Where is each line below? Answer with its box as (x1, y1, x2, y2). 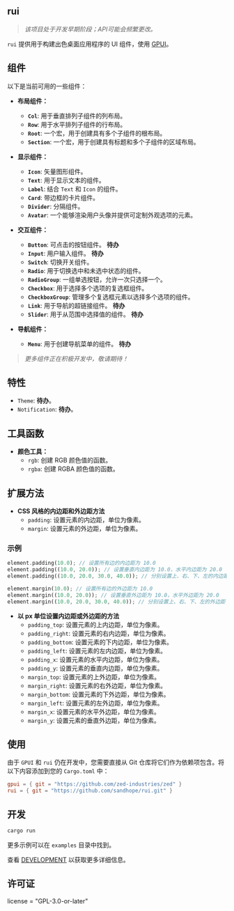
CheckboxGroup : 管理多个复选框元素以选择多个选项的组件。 (27, 293, 194, 301)
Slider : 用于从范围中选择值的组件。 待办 (27, 310, 144, 318)
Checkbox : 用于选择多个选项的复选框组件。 (27, 283, 148, 292)
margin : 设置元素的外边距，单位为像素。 (27, 524, 142, 533)
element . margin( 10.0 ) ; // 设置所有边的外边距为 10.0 (7, 585, 153, 592)
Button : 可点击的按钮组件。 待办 (27, 240, 120, 249)
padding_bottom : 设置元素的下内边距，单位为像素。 (27, 637, 173, 646)
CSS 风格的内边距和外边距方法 (17, 507, 105, 515)
